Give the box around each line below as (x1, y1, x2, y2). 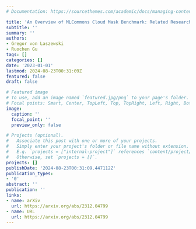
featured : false (6, 74, 45, 79)
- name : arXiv (6, 197, 41, 203)
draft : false (6, 79, 38, 85)
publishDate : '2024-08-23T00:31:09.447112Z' (6, 165, 116, 171)
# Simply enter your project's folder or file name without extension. (6, 144, 190, 150)
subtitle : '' (6, 25, 38, 30)
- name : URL (6, 209, 35, 214)
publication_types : (6, 171, 54, 176)
